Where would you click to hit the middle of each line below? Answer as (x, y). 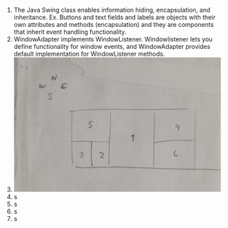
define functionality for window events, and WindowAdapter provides (112, 46)
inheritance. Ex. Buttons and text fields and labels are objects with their (114, 17)
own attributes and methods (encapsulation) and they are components (114, 24)
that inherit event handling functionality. (70, 32)
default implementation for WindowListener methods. (89, 54)
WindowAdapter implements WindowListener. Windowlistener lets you (113, 39)
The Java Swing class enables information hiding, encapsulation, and (112, 10)
